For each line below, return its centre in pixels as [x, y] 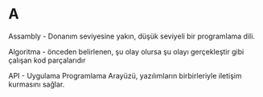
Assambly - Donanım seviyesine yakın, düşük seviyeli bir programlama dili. [132, 36]
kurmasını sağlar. [37, 84]
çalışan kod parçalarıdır [47, 60]
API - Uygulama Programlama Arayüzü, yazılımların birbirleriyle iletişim [125, 75]
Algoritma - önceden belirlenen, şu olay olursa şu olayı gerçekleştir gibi [126, 51]
